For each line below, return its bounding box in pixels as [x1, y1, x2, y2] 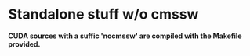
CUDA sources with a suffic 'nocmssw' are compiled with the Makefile [8, 31, 242, 40]
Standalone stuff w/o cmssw [8, 5, 199, 23]
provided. [8, 39, 41, 48]
